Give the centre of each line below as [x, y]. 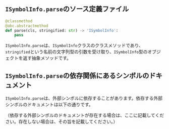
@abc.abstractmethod [27, 26]
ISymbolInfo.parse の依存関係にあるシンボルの [77, 76]
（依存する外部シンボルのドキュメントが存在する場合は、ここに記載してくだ [85, 115]
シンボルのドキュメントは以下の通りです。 [49, 105]
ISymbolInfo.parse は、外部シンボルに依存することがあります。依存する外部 [84, 98]
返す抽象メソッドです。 [47, 58]
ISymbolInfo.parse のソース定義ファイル [67, 9]
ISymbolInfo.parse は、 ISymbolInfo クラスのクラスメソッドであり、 [74, 46]
